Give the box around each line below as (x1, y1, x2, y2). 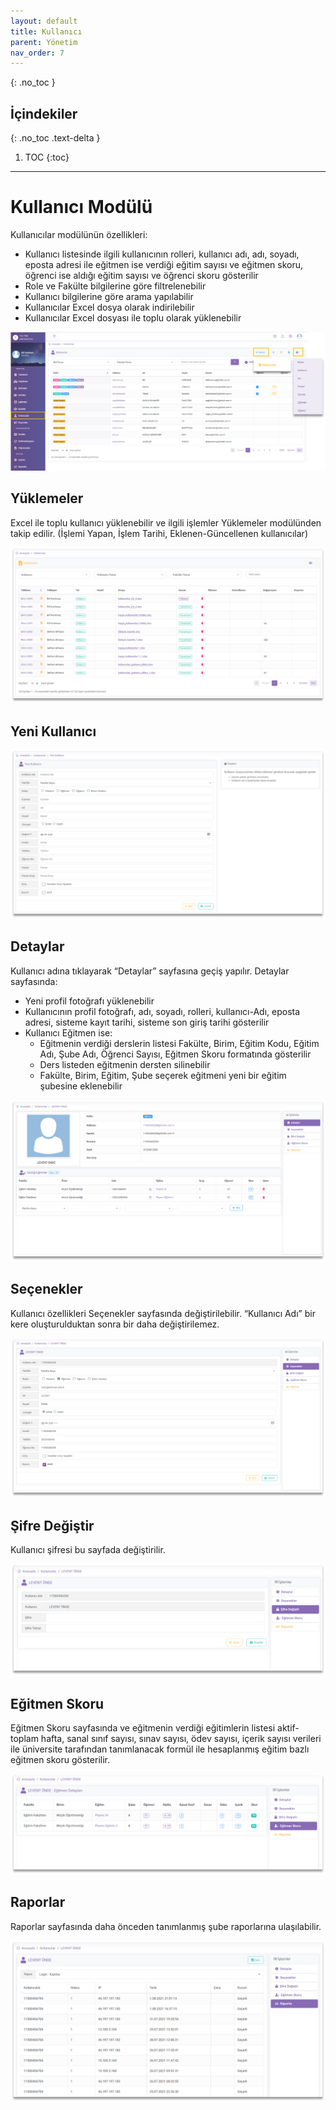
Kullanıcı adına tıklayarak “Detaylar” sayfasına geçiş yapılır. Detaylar (10, 965, 290, 977)
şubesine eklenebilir (39, 1080, 123, 1092)
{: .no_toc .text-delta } (10, 132, 101, 144)
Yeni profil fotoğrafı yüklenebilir (24, 995, 155, 1007)
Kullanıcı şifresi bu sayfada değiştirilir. (10, 1544, 166, 1556)
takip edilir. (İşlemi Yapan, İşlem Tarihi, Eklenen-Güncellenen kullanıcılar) (10, 527, 308, 539)
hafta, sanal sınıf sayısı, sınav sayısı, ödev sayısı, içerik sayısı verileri (40, 1733, 322, 1745)
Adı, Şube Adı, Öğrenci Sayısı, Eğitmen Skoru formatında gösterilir (39, 1048, 312, 1060)
